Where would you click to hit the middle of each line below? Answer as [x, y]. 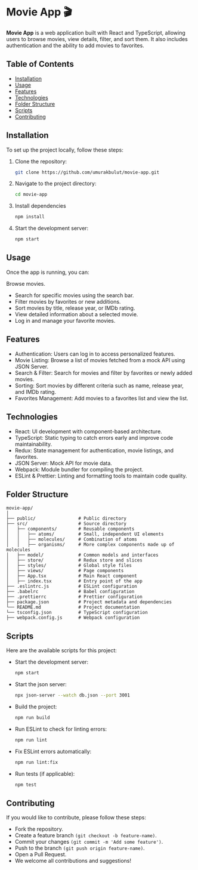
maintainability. [33, 444]
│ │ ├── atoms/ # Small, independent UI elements [85, 534]
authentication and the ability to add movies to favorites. [75, 45]
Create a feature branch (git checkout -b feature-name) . [86, 835]
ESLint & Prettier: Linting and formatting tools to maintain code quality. [101, 476]
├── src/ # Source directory [66, 524]
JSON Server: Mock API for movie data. [63, 463]
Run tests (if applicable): [45, 773]
